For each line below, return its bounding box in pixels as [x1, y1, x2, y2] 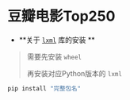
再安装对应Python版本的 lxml [26, 68, 122, 78]
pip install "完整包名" [7, 84, 81, 92]
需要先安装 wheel [26, 52, 82, 61]
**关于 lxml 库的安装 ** [18, 35, 96, 44]
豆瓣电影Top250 [7, 7, 116, 25]
